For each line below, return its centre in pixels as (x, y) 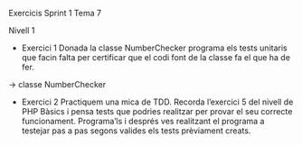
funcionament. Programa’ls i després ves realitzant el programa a (143, 121)
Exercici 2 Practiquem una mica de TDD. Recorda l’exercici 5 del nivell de (157, 102)
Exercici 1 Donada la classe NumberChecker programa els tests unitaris (154, 48)
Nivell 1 (22, 30)
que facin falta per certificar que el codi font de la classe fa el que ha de (156, 57)
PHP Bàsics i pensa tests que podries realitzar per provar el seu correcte (157, 111)
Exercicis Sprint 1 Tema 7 (55, 13)
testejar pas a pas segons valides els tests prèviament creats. (136, 131)
